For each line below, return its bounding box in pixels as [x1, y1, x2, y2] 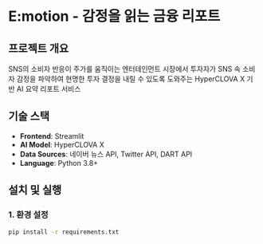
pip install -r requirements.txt [8, 228, 120, 236]
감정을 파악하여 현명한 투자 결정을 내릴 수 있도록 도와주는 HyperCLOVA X [16, 74, 245, 84]
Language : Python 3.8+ [19, 158, 98, 167]
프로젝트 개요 [8, 41, 69, 55]
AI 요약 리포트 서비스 [16, 85, 81, 93]
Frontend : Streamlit [19, 131, 84, 140]
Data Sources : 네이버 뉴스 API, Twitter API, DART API [19, 149, 193, 159]
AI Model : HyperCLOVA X [19, 140, 105, 149]
